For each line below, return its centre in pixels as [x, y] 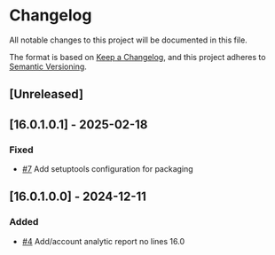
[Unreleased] [47, 94]
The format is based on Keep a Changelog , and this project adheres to [137, 57]
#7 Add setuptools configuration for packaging [107, 169]
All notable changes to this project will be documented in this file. [129, 40]
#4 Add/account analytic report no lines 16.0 [103, 241]
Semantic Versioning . [48, 66]
